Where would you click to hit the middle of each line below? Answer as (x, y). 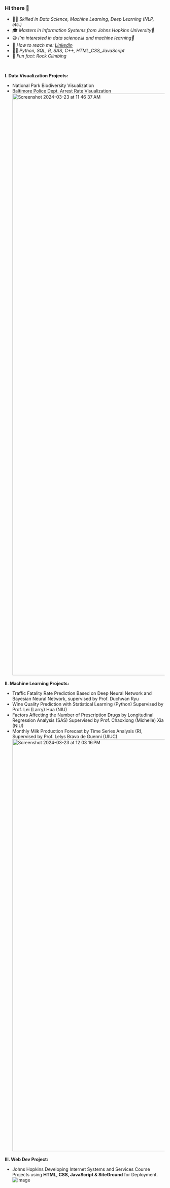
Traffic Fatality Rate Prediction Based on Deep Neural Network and (82, 693)
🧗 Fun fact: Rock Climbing (39, 56)
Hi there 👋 (17, 8)
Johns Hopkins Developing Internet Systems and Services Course (81, 1169)
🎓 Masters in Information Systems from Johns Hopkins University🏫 (83, 31)
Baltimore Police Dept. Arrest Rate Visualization (61, 91)
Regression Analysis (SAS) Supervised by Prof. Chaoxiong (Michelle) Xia (88, 720)
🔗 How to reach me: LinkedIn (42, 45)
